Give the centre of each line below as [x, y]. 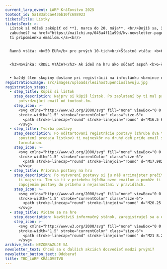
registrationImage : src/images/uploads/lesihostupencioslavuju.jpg [77, 82]
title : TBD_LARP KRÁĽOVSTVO [34, 259]
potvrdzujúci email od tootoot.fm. [55, 101]
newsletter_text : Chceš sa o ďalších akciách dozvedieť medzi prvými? [80, 250]
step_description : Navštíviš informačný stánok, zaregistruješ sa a [86, 217]
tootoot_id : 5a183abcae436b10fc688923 [45, 14]
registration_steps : [27, 87]
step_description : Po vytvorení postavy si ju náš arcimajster [81, 175]
